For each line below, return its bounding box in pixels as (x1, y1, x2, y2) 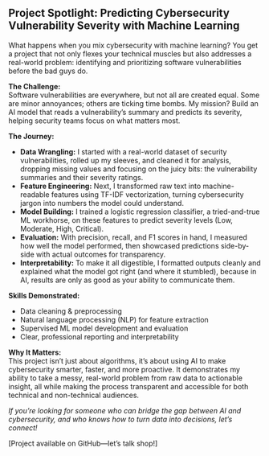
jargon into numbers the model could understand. (19, 198, 185, 207)
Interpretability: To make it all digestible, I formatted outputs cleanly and (19, 257, 261, 268)
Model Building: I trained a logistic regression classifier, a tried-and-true (19, 207, 260, 216)
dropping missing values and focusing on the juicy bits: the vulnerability (19, 164, 258, 174)
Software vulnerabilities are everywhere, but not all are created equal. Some (8, 90, 260, 100)
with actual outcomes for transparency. (35, 249, 166, 259)
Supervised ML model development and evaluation (19, 323, 189, 333)
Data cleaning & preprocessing (19, 306, 123, 316)
